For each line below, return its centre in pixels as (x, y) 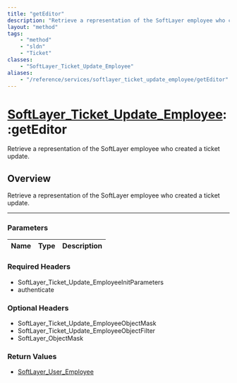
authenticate (36, 289)
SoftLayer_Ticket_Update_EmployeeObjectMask (87, 323)
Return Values (32, 356)
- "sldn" (33, 47)
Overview (29, 178)
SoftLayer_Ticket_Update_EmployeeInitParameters (91, 282)
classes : (20, 60)
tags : (15, 34)
